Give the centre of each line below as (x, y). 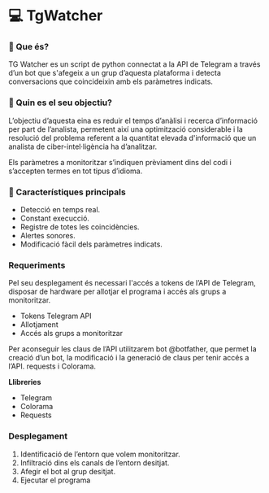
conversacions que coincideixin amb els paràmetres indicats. (111, 81)
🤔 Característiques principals (67, 192)
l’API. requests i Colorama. (52, 366)
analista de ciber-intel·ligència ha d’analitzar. (83, 146)
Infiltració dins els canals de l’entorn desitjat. (95, 462)
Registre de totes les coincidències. (80, 227)
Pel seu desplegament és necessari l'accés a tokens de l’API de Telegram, (132, 283)
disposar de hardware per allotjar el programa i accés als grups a (117, 292)
